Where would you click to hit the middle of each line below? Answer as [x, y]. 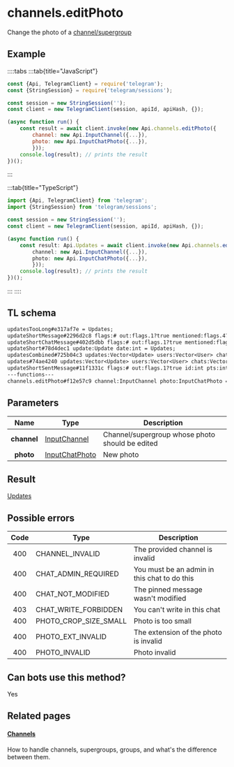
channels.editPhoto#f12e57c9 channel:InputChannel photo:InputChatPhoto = [118, 381]
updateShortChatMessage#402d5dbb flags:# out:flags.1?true [95, 342]
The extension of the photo [178, 632]
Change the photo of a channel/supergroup [70, 32]
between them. [29, 757]
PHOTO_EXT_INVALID [71, 637]
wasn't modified [160, 599]
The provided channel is [173, 550]
